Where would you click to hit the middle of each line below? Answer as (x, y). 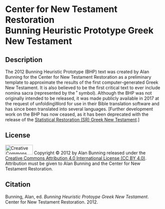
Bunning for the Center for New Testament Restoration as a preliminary (78, 77)
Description (24, 59)
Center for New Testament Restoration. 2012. (52, 202)
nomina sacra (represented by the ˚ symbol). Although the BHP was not (78, 93)
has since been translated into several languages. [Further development (79, 109)
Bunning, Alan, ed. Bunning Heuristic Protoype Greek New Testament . (77, 196)
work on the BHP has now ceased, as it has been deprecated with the (77, 114)
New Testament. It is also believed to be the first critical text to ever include (83, 88)
